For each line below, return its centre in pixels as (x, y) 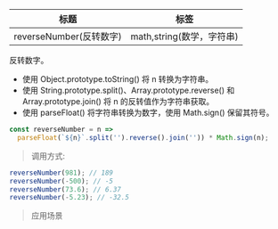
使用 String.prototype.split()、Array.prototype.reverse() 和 (128, 90)
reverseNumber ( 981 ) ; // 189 (61, 173)
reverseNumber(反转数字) (68, 37)
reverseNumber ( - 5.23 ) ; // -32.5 (69, 198)
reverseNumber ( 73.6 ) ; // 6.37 (65, 189)
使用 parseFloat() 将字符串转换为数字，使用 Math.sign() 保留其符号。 (148, 112)
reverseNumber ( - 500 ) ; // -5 (61, 181)
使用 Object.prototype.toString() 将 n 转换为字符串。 (118, 79)
